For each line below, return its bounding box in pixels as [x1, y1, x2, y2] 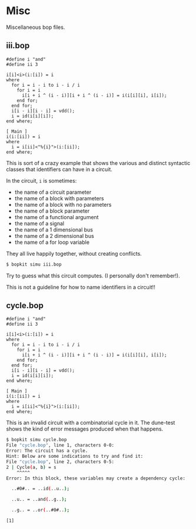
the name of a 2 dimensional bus [14, 232, 94, 239]
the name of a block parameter [14, 207, 90, 214]
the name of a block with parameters [14, 194, 104, 201]
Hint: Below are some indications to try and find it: [6, 454, 144, 459]
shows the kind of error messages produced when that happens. [6, 425, 164, 432]
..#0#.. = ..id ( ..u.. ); [11, 486, 69, 492]
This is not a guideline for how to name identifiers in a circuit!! [6, 283, 156, 290]
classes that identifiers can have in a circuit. [6, 166, 113, 173]
